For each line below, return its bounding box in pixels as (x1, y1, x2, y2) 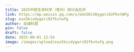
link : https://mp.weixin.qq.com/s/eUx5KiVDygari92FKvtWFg (5, 12, 129, 17)
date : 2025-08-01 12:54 (5, 35, 55, 40)
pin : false (5, 26, 28, 31)
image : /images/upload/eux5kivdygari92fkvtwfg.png (5, 40, 113, 45)
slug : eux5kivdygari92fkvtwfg (5, 16, 69, 21)
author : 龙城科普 (5, 21, 39, 26)
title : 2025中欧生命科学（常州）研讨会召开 (5, 7, 86, 12)
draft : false (5, 30, 33, 35)
